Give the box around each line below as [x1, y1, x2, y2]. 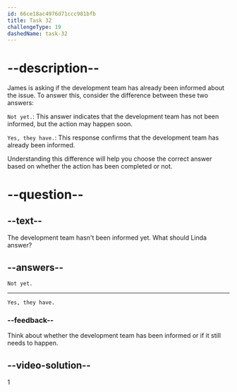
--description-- [7, 61, 100, 76]
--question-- [7, 187, 84, 203]
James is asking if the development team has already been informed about [7, 84, 224, 92]
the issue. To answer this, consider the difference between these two [7, 91, 209, 99]
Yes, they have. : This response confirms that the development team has [7, 133, 219, 142]
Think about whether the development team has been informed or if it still [7, 331, 221, 340]
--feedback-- [7, 315, 54, 325]
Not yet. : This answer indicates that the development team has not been [7, 112, 219, 121]
